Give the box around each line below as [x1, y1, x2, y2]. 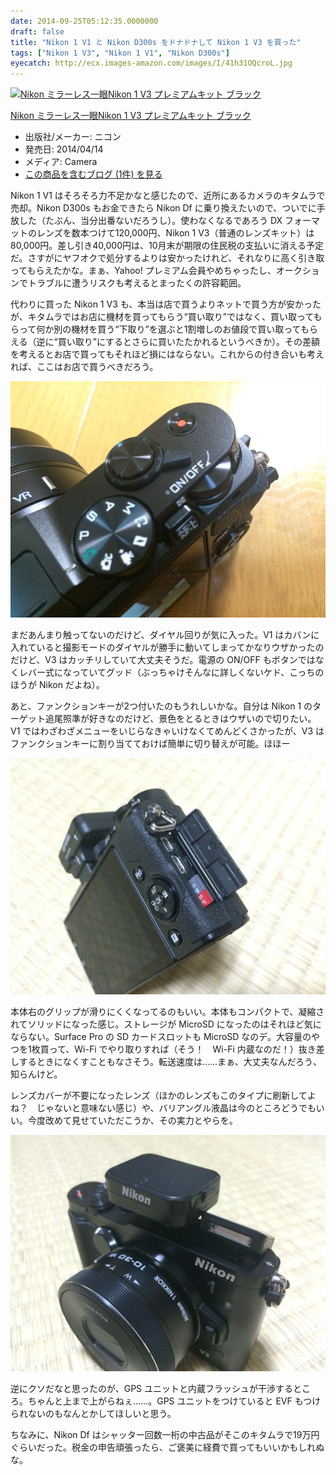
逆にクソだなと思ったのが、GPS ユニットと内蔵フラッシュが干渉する [10, 1383, 294, 1395]
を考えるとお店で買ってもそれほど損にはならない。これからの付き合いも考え [10, 348, 325, 360]
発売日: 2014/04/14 [24, 143, 104, 155]
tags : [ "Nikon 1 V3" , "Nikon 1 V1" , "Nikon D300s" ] [10, 48, 230, 58]
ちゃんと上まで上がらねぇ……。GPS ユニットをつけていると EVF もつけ [27, 1395, 322, 1407]
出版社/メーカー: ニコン [24, 131, 122, 143]
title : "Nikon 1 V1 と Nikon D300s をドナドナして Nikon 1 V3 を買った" [10, 37, 302, 47]
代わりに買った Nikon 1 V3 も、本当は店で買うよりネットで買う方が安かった [10, 298, 322, 310]
